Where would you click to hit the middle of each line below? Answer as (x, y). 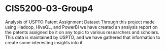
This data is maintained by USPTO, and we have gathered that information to (83, 37)
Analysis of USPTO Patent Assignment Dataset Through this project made (80, 22)
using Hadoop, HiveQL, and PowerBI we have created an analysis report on (82, 27)
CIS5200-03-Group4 (49, 8)
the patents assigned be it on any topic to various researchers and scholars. (82, 32)
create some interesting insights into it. (45, 42)
